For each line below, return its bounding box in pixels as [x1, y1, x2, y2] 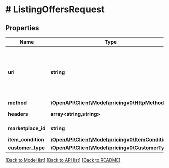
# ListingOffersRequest [5, 4, 105, 15]
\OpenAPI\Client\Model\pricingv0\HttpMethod [50, 99, 164, 106]
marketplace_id [8, 125, 46, 132]
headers [8, 111, 29, 117]
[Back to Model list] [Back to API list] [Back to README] [5, 157, 121, 163]
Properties [5, 24, 39, 32]
